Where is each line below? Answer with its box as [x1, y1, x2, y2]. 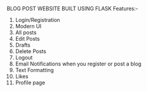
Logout [15, 54, 33, 61]
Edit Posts [15, 35, 40, 42]
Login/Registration [15, 17, 61, 23]
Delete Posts [15, 48, 47, 55]
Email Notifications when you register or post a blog [15, 60, 142, 67]
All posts [15, 29, 37, 36]
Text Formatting [15, 67, 54, 73]
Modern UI [15, 23, 42, 29]
